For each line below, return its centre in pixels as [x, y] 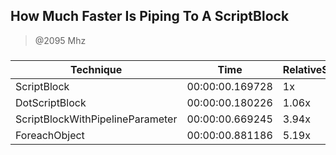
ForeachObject [50, 135]
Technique [96, 69]
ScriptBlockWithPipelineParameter [96, 119]
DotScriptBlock [51, 102]
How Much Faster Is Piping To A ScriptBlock [150, 16]
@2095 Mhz [60, 40]
